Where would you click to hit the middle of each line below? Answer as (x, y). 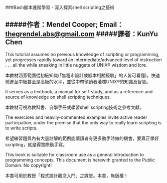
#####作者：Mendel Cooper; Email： (64, 25)
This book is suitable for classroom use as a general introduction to (75, 154)
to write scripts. (21, 128)
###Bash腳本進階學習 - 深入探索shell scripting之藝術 (60, 7)
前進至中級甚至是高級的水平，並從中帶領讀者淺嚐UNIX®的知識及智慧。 (78, 81)
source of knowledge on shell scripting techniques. (58, 97)
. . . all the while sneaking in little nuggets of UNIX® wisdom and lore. (76, 65)
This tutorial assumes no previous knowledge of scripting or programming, (82, 54)
